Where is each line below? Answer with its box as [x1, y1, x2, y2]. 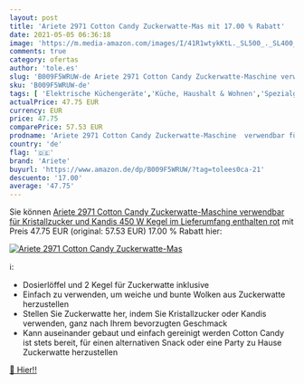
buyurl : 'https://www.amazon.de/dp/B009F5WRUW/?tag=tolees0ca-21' [9, 165, 265, 174]
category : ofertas [9, 55, 79, 64]
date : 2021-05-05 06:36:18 [9, 30, 111, 39]
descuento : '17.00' [9, 173, 83, 182]
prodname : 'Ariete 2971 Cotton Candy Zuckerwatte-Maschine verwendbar [9, 131, 285, 140]
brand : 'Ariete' [9, 156, 71, 166]
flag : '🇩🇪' [9, 148, 54, 157]
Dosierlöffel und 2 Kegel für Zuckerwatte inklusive [22, 280, 210, 291]
